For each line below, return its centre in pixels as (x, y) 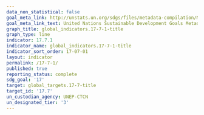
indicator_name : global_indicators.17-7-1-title (69, 46)
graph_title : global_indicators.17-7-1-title (65, 29)
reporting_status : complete (42, 74)
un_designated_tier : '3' (38, 102)
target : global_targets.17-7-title (51, 86)
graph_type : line (28, 35)
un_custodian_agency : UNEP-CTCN (47, 97)
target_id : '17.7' (29, 91)
